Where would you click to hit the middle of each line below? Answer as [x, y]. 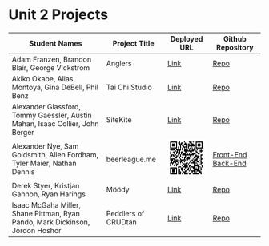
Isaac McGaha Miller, [46, 205]
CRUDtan [122, 222]
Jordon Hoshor [36, 231]
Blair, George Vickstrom [51, 67]
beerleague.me [131, 159]
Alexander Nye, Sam [45, 146]
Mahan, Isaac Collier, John [55, 124]
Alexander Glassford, [46, 107]
